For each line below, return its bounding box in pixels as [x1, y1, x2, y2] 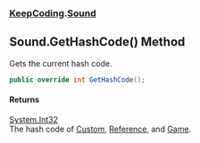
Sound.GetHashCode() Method [9, 35, 186, 50]
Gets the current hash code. [9, 58, 112, 68]
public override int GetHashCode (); [9, 75, 146, 84]
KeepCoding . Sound [9, 7, 96, 20]
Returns [9, 94, 40, 105]
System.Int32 [9, 114, 58, 124]
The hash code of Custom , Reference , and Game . [9, 123, 192, 134]
